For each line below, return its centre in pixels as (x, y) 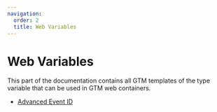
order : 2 (26, 20)
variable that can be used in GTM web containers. (79, 88)
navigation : (24, 14)
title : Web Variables (45, 27)
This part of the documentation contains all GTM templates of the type (109, 80)
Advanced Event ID (45, 101)
